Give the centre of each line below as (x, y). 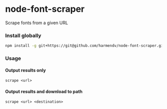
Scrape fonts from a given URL (37, 23)
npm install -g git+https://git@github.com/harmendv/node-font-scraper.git (85, 46)
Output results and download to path (44, 91)
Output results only (26, 70)
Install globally (23, 36)
